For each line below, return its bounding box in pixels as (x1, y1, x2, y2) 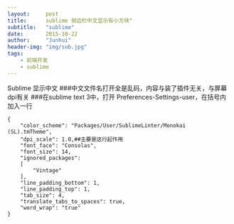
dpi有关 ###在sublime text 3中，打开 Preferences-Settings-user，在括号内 (7, 92, 226, 101)
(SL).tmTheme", (7, 128, 53, 135)
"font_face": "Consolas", (20, 142, 97, 149)
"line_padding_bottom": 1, (20, 179, 100, 186)
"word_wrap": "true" (20, 204, 81, 211)
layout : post (7, 10, 59, 18)
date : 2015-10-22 (7, 30, 78, 38)
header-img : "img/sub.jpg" (7, 43, 87, 50)
